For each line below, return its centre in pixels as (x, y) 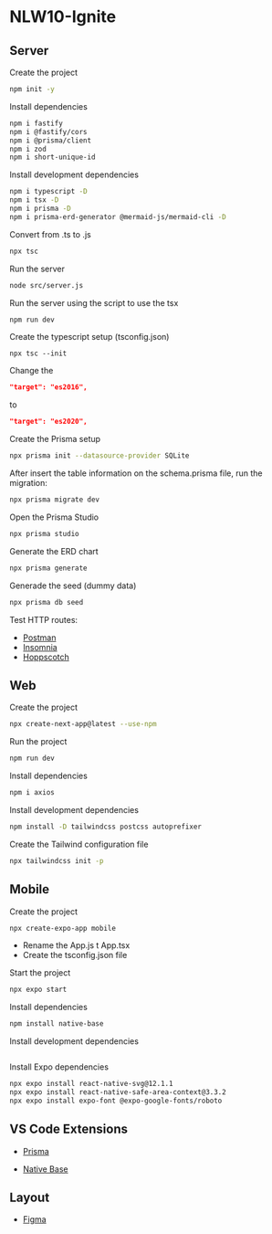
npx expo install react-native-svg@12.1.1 (91, 1084)
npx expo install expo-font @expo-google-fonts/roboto (116, 1101)
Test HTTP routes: (44, 619)
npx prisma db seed (47, 602)
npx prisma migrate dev (55, 500)
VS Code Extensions (69, 1129)
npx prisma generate (49, 568)
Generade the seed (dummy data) (73, 585)
